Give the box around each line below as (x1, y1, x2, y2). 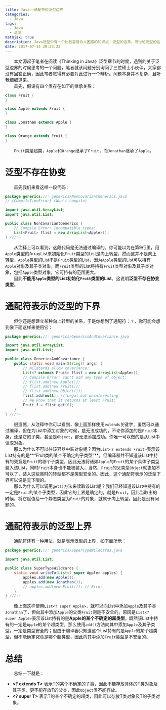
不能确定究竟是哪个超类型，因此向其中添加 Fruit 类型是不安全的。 (18, 634, 151, 640)
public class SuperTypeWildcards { (5, 566, 79, 571)
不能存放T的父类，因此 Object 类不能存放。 (34, 687, 120, 693)
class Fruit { (5, 93, 35, 98)
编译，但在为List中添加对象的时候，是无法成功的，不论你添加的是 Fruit (9, 427, 154, 433)
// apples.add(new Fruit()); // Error (23, 584, 103, 589)
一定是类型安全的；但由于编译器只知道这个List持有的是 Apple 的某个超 (13, 628, 154, 634)
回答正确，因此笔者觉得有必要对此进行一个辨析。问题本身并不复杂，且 (13, 70, 157, 77)
